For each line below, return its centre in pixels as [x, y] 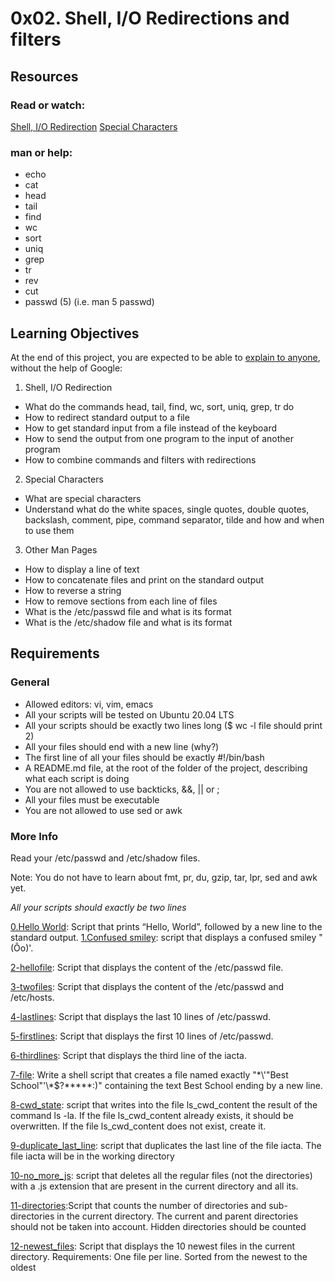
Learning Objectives [75, 333]
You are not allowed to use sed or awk [103, 810]
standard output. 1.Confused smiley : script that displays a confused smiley [163, 937]
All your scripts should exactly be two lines [98, 907]
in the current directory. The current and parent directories [177, 1216]
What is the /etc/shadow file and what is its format [128, 622]
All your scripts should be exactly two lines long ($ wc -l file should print [173, 725]
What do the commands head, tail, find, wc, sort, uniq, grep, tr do [159, 406]
